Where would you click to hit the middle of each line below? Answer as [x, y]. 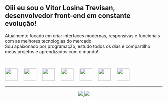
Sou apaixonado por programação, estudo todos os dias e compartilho [78, 46]
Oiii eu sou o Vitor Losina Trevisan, [60, 8]
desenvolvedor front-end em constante [68, 16]
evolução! [21, 24]
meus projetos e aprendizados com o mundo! [52, 51]
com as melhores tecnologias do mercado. [49, 41]
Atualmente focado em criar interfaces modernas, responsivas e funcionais [83, 36]
